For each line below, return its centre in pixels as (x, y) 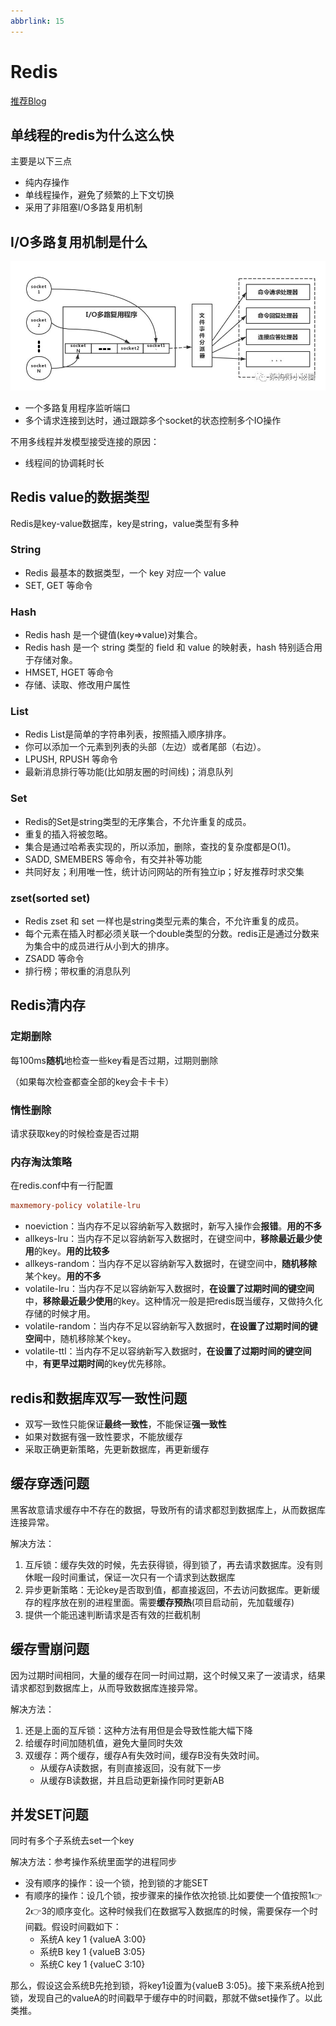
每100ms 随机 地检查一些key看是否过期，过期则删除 (114, 1060)
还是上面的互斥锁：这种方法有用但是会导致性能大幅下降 (138, 1730)
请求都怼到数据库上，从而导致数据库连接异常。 (106, 1687)
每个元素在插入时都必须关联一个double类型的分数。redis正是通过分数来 (172, 933)
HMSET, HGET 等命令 (69, 672)
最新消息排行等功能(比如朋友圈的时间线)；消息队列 (129, 772)
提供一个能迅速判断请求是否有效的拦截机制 (112, 1614)
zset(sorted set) (50, 898)
